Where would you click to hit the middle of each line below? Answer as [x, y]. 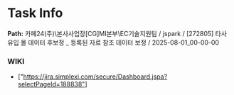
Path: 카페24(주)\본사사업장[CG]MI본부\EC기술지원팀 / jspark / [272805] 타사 [117, 33]
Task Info [35, 13]
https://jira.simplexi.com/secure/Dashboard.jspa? [95, 77]
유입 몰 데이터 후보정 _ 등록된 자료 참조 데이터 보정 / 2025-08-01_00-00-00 [113, 42]
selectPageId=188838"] [52, 84]
